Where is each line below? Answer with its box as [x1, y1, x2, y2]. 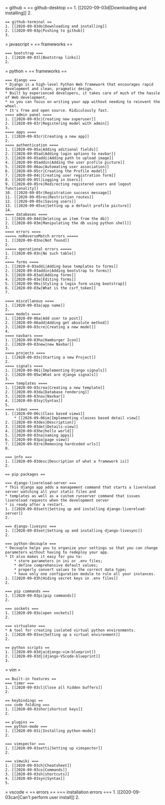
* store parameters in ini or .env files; [14, 558, 103, 563]
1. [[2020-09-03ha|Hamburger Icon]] [5, 338, 81, 343]
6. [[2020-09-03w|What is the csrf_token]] [5, 286, 96, 291]
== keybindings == [5, 698, 43, 703]
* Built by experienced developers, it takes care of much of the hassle [5, 91, 161, 96]
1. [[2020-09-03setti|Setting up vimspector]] [5, 746, 103, 751]
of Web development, [5, 95, 48, 100]
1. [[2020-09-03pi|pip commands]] [5, 593, 77, 598]
